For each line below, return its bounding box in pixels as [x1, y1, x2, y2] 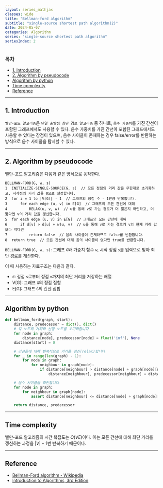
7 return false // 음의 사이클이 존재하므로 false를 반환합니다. [5, 232, 145, 237]
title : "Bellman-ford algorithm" [5, 16, 73, 21]
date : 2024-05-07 [5, 25, 40, 30]
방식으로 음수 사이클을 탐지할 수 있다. [5, 138, 75, 144]
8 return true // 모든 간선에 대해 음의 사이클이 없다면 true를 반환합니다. [5, 237, 146, 243]
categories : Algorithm [5, 30, 51, 35]
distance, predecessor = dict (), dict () [14, 322, 97, 327]
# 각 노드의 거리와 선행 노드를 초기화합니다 [14, 327, 89, 332]
